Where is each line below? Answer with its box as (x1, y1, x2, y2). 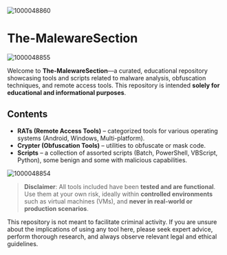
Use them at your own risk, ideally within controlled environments (23, 190, 213, 198)
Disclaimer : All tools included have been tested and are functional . (23, 182, 216, 190)
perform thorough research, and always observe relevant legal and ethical (7, 232, 217, 241)
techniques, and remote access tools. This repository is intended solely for (7, 81, 220, 89)
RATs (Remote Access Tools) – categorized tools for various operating (17, 126, 218, 135)
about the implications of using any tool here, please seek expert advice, (7, 225, 213, 233)
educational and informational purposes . (7, 88, 127, 96)
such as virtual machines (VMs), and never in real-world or (23, 197, 193, 206)
